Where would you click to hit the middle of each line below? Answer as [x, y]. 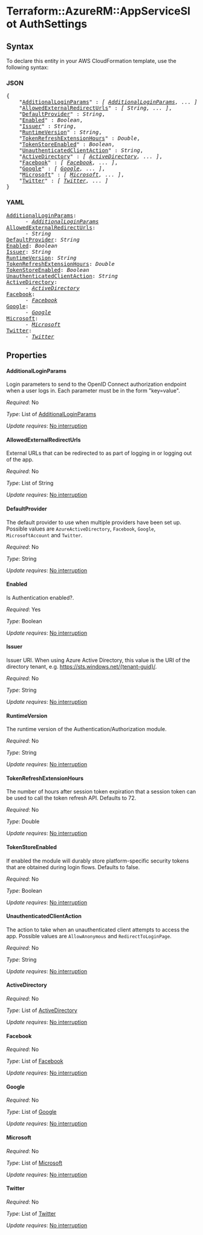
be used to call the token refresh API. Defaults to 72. [71, 798]
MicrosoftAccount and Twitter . [44, 535]
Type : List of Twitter [31, 1213]
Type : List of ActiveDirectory [42, 1010]
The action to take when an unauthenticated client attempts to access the [98, 929]
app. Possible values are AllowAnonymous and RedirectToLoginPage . [89, 936]
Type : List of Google [31, 1112]
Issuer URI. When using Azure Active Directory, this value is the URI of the [98, 660]
